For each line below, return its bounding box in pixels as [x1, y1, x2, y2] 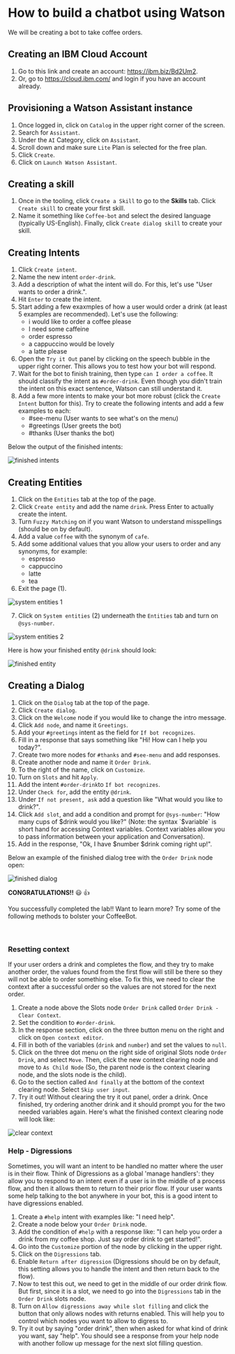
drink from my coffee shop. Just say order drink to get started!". [17, 1235, 202, 1243]
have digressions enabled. [8, 1199, 84, 1208]
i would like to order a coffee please [28, 317, 132, 326]
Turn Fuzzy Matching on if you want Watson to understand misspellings [17, 517, 222, 526]
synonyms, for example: [17, 547, 88, 555]
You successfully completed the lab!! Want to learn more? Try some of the [8, 905, 221, 913]
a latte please [28, 347, 68, 356]
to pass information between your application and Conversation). [17, 832, 205, 841]
